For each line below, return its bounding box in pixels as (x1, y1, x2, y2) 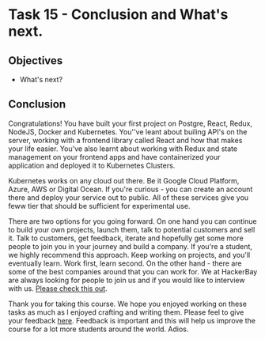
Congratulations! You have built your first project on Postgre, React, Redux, (8, 119, 253, 128)
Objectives (8, 54, 63, 67)
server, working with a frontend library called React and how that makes (8, 135, 243, 145)
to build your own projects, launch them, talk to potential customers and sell (8, 225, 256, 234)
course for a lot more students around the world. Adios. (8, 324, 189, 334)
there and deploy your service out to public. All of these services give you (8, 192, 249, 202)
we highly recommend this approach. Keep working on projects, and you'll (8, 250, 251, 259)
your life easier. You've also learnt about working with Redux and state (8, 144, 238, 153)
